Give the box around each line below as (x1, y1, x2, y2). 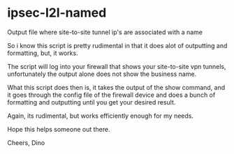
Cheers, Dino (7, 138, 45, 147)
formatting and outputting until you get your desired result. (7, 98, 176, 106)
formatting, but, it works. (7, 49, 78, 57)
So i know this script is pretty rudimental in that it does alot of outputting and (7, 41, 228, 49)
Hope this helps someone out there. (7, 125, 110, 133)
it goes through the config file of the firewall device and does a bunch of (7, 91, 216, 99)
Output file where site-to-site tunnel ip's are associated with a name (7, 28, 203, 36)
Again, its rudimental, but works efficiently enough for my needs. (7, 111, 194, 120)
